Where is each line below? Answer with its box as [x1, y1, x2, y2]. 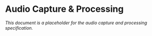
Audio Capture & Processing [5, 3, 124, 15]
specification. [5, 25, 33, 31]
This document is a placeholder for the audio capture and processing [5, 20, 148, 26]
